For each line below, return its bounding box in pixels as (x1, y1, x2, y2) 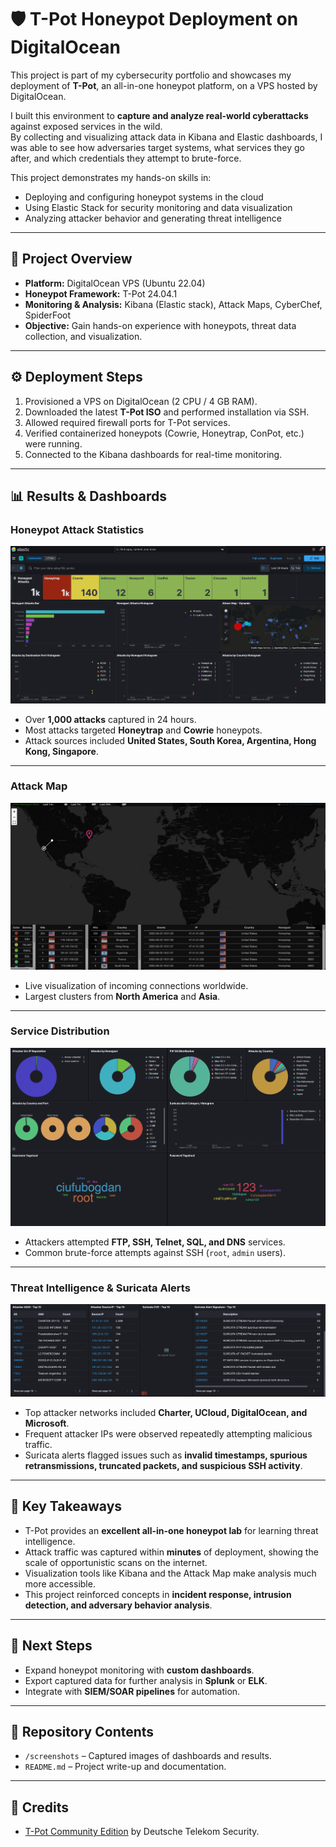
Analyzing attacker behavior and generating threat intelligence (24, 212, 282, 224)
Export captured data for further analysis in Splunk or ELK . (24, 1674, 268, 1686)
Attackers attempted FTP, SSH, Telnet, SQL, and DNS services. (24, 1236, 286, 1248)
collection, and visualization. (24, 330, 143, 342)
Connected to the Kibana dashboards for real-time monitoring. (24, 448, 283, 460)
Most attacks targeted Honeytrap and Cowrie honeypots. (24, 724, 263, 736)
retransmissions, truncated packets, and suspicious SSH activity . (24, 1460, 303, 1472)
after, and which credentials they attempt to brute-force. (10, 152, 242, 164)
